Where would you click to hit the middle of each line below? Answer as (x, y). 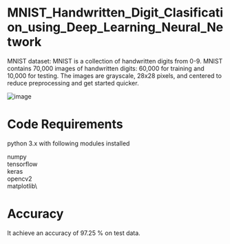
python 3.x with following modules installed (69, 143)
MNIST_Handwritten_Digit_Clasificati (115, 13)
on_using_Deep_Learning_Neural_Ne (115, 27)
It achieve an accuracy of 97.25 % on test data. (74, 233)
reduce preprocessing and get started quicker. (73, 83)
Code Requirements (65, 124)
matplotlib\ (22, 186)
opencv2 (20, 179)
